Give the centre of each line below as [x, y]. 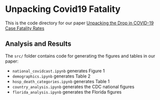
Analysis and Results [38, 44]
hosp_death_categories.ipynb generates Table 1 [61, 81]
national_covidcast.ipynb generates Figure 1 [58, 71]
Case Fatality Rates [25, 28]
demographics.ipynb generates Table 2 [51, 76]
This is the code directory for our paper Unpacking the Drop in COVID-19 [80, 23]
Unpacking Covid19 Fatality [63, 9]
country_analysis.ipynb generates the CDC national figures [73, 87]
